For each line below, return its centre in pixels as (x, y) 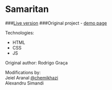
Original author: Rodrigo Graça (37, 62)
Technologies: (20, 32)
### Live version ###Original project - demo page (56, 23)
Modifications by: (23, 72)
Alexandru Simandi (24, 83)
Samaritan (27, 9)
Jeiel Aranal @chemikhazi (32, 77)
